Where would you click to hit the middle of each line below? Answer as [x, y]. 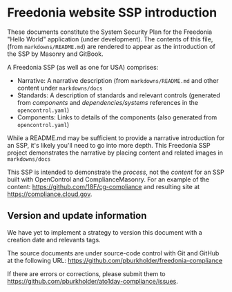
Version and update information [77, 216]
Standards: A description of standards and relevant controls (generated [119, 95]
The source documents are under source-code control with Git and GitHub [113, 253]
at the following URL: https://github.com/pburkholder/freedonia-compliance [115, 260]
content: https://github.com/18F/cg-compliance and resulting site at [104, 186]
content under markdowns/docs [60, 88]
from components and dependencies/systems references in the [108, 102]
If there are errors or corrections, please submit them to [86, 273]
